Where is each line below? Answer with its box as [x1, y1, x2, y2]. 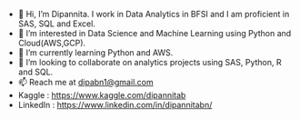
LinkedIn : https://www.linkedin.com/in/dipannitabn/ [17, 100, 213, 110]
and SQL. [17, 66, 54, 77]
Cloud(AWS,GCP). [17, 37, 86, 48]
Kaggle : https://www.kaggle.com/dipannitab [17, 90, 186, 100]
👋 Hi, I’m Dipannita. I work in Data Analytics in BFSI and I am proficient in [17, 9, 290, 19]
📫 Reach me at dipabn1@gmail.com [17, 77, 154, 87]
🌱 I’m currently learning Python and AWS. [17, 47, 174, 58]
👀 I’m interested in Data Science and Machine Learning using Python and [17, 28, 292, 38]
